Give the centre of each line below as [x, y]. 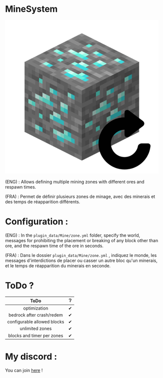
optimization [36, 308]
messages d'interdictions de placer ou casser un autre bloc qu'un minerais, [81, 260]
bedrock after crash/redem [36, 315]
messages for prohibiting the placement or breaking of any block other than [82, 240]
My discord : [31, 357]
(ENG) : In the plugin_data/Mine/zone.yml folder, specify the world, [73, 235]
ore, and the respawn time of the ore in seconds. [54, 246]
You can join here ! [24, 370]
